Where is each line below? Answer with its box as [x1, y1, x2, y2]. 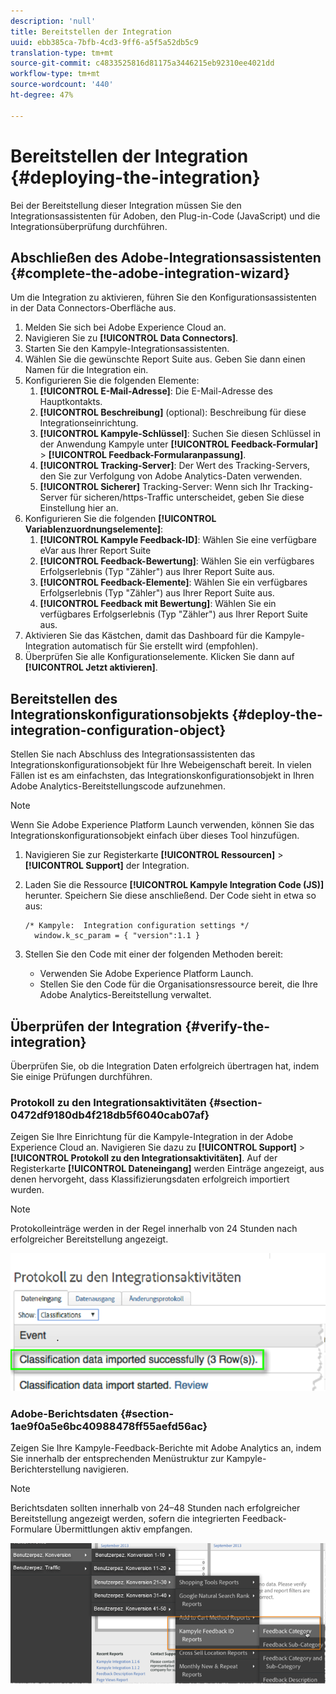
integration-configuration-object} [10, 721, 227, 739]
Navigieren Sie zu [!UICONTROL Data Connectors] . [24, 332, 239, 344]
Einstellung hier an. [39, 502, 119, 514]
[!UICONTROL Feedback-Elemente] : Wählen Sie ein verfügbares [39, 576, 308, 589]
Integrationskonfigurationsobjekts [10, 706, 230, 723]
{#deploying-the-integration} [10, 166, 261, 189]
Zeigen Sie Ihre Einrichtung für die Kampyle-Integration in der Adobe [10, 1131, 294, 1143]
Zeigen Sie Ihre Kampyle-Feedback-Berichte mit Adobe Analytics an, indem [10, 1442, 322, 1454]
